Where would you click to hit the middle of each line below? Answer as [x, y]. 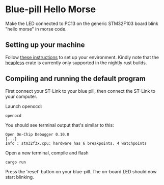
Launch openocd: [24, 106]
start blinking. [20, 177]
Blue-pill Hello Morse [50, 9]
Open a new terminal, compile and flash [47, 153]
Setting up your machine [45, 45]
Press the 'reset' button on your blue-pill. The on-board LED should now [81, 171]
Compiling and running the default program [76, 79]
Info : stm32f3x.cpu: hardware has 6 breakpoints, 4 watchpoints [76, 143]
